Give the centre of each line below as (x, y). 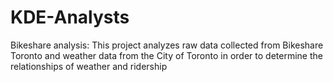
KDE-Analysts (70, 17)
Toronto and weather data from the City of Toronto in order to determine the (166, 55)
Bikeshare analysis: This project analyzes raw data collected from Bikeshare (167, 45)
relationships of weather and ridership (89, 66)
